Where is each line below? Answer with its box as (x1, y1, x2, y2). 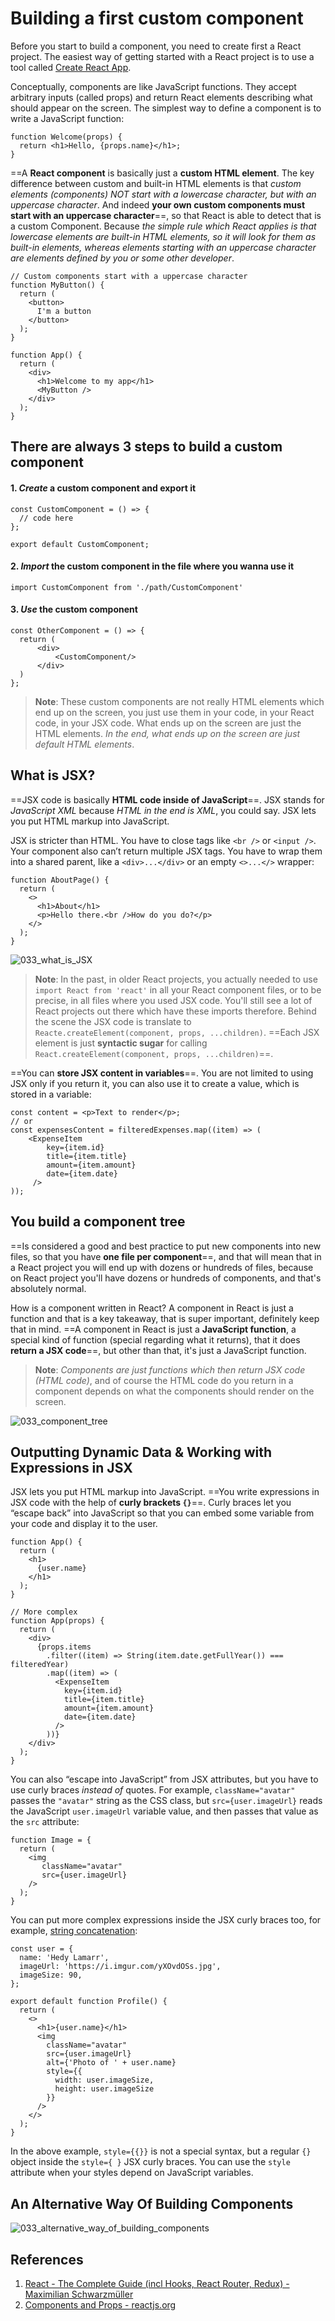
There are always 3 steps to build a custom (10, 438, 283, 456)
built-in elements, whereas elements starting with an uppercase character (10, 241, 317, 253)
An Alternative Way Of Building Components (10, 2195, 294, 2212)
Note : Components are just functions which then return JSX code (34, 1363, 306, 1376)
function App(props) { (10, 1616, 105, 1626)
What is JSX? (10, 767, 96, 784)
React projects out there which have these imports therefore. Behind (34, 1005, 317, 1017)
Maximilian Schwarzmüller (24, 2288, 134, 2300)
